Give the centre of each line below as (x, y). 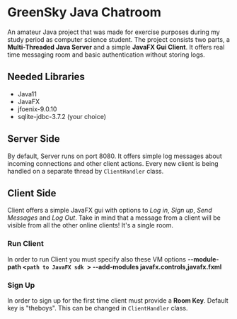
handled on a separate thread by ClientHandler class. (86, 171)
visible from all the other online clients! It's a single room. (91, 225)
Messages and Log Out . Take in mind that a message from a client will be (114, 218)
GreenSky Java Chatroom (84, 12)
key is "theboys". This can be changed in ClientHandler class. (98, 308)
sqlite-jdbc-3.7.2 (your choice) (62, 116)
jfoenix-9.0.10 (37, 109)
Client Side (32, 193)
